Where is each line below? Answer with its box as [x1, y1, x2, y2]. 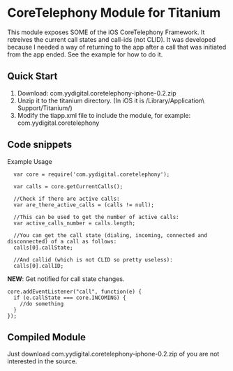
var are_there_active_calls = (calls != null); [13, 201, 155, 209]
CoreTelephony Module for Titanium [7, 5, 221, 21]
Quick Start [7, 70, 58, 82]
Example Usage [7, 157, 52, 165]
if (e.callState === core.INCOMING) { [13, 294, 127, 301]
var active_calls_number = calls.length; [13, 220, 136, 227]
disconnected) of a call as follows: [7, 238, 117, 245]
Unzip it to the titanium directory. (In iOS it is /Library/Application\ [17, 96, 204, 105]
